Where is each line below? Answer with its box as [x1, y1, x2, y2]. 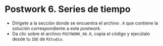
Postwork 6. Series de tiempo [5, 3, 131, 15]
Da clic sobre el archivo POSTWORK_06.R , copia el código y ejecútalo [12, 30, 150, 36]
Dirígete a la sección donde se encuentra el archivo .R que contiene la [12, 20, 158, 26]
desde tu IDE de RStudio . [12, 36, 64, 42]
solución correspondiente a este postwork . [12, 25, 101, 31]
